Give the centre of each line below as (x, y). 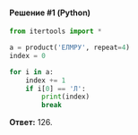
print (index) (66, 97)
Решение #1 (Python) (50, 13)
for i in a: (31, 72)
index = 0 (28, 55)
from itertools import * (56, 31)
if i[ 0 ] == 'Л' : (56, 89)
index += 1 (46, 80)
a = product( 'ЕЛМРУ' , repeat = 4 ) (69, 48)
